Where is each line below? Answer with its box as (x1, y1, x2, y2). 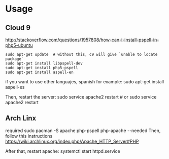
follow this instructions (5, 133, 53, 139)
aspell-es (5, 84, 25, 90)
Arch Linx (5, 114, 37, 122)
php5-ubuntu (5, 42, 33, 48)
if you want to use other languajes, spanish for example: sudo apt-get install (5, 79, 164, 84)
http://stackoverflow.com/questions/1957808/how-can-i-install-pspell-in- (5, 37, 159, 43)
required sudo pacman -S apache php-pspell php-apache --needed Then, (5, 128, 161, 134)
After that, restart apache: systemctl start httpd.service (5, 148, 120, 154)
